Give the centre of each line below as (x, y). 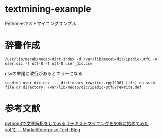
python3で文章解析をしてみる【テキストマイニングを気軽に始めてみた (77, 123)
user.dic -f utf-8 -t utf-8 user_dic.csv (49, 63)
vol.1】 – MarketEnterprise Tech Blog (43, 130)
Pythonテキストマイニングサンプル (41, 23)
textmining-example (48, 9)
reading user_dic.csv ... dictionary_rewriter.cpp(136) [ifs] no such (80, 83)
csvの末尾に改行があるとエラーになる (44, 73)
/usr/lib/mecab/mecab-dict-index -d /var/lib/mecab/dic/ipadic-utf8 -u (81, 59)
